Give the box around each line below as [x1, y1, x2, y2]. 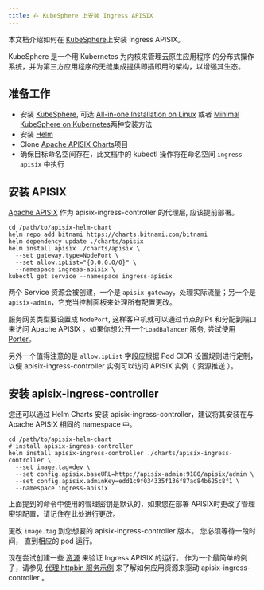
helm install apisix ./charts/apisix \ [8, 245, 141, 253]
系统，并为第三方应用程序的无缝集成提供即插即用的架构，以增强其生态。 [8, 61, 245, 71]
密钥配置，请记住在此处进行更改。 [8, 509, 120, 519]
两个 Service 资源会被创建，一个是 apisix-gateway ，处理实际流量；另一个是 [8, 288, 257, 297]
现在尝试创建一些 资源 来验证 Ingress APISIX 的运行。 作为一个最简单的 [8, 553, 241, 563]
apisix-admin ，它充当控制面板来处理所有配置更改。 [8, 297, 177, 307]
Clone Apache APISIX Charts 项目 [19, 140, 129, 149]
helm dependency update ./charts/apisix [8, 238, 145, 246]
